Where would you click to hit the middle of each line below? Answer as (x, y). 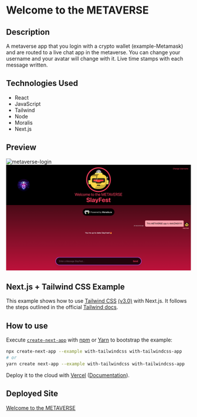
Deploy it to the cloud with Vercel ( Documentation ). (68, 375)
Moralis (24, 123)
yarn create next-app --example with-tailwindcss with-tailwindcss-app (95, 364)
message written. (27, 65)
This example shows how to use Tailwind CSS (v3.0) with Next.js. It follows (96, 301)
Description (28, 32)
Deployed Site (32, 394)
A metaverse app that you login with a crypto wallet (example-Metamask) (95, 46)
